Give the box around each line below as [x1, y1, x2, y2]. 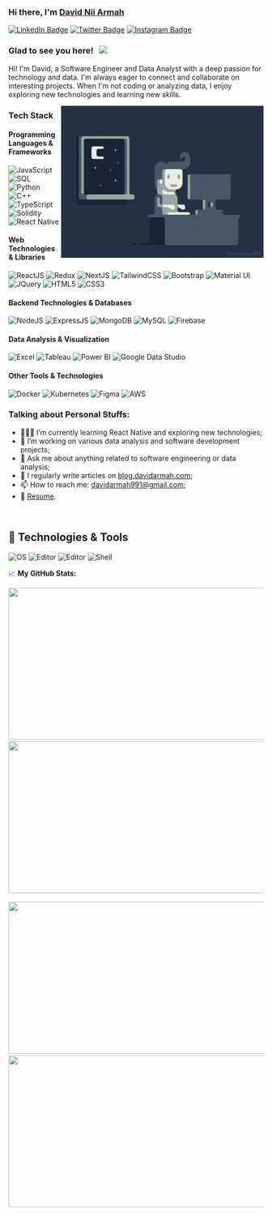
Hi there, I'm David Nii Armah [8, 6, 125, 18]
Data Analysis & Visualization [8, 334, 109, 344]
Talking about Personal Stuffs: [8, 409, 130, 420]
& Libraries [8, 252, 46, 262]
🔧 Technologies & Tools [8, 530, 129, 545]
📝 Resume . [19, 491, 57, 501]
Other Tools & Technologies [8, 370, 104, 380]
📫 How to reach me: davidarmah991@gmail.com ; [19, 479, 186, 489]
